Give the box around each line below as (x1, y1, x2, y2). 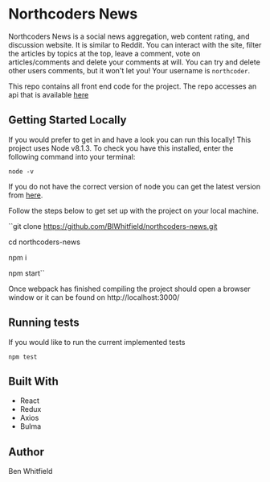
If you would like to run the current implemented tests (8, 337, 186, 347)
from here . (8, 190, 43, 200)
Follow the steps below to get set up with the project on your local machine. (8, 206, 259, 215)
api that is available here (8, 89, 89, 99)
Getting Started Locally (8, 114, 127, 127)
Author (8, 445, 44, 459)
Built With (8, 374, 59, 388)
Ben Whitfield (8, 467, 53, 476)
